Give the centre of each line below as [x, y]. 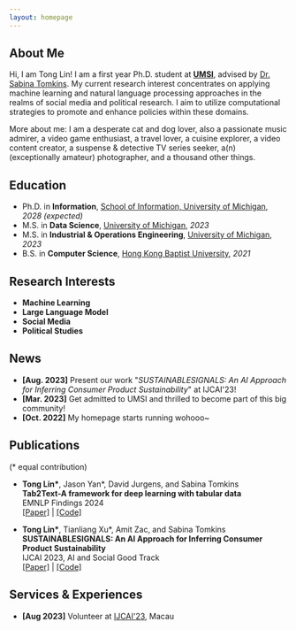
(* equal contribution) [48, 466]
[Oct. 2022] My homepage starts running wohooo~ [116, 418]
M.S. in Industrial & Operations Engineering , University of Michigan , [147, 234]
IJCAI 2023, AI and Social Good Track [91, 557]
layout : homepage [41, 17]
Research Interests [62, 281]
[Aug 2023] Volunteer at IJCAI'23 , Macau [98, 616]
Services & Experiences [76, 595]
